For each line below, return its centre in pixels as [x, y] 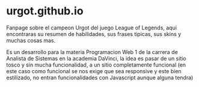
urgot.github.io [45, 11]
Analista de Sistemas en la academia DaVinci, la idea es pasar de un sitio [96, 58]
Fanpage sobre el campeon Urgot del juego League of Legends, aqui [92, 28]
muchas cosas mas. [31, 40]
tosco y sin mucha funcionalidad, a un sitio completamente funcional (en [96, 65]
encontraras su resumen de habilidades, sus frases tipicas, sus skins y [94, 34]
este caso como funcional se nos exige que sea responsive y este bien [94, 71]
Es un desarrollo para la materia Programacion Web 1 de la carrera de [92, 52]
